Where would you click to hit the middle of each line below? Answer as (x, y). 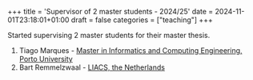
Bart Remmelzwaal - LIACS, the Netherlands (92, 67)
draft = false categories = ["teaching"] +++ (142, 20)
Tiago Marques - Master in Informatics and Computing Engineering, (131, 50)
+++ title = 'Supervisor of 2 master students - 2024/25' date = (110, 11)
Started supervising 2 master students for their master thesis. (109, 35)
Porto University (46, 59)
